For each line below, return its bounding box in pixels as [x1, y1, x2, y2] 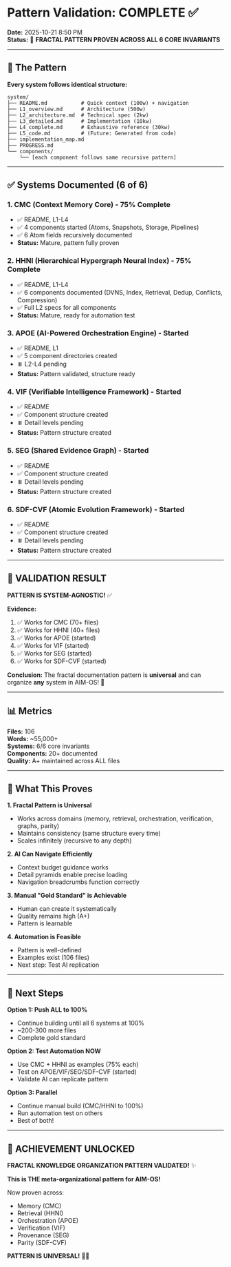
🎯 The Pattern [7, 62, 67, 74]
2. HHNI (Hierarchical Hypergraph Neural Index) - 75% [7, 256, 192, 266]
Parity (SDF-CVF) [16, 1238, 67, 1246]
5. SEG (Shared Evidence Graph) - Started [7, 446, 149, 455]
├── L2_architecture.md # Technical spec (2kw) [7, 112, 149, 119]
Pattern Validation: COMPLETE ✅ [7, 5, 199, 21]
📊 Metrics [7, 705, 53, 717]
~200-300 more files [16, 1026, 77, 1034]
